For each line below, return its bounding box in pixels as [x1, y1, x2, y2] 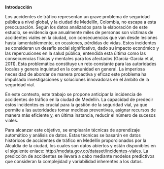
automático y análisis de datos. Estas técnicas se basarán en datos [5, 133, 141, 138]
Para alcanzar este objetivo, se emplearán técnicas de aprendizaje [5, 127, 140, 133]
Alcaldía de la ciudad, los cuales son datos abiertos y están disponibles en [5, 143, 156, 148]
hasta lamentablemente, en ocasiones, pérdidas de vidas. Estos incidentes [5, 40, 157, 46]
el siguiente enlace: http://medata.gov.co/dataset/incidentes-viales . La [5, 148, 149, 154]
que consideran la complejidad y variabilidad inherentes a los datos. [5, 159, 143, 164]
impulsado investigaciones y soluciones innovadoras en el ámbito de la [5, 76, 149, 82]
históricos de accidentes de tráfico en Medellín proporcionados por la [5, 137, 147, 143]
